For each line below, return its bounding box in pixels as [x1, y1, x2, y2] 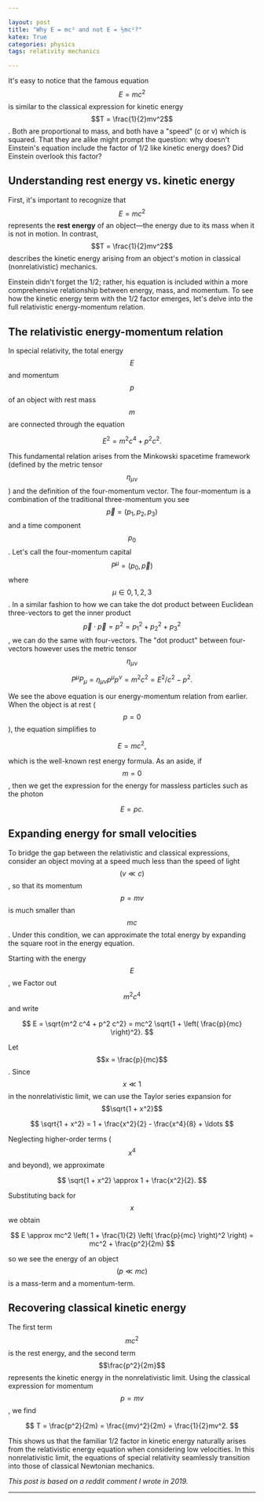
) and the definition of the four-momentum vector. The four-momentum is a [8, 486, 251, 496]
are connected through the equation [8, 419, 126, 429]
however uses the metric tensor [34, 644, 137, 653]
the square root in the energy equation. [8, 938, 135, 947]
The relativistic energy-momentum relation [8, 325, 224, 339]
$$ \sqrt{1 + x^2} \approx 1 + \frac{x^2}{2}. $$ [57, 1176, 207, 1185]
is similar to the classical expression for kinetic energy [8, 101, 184, 111]
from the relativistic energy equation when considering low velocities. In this [8, 1444, 255, 1454]
